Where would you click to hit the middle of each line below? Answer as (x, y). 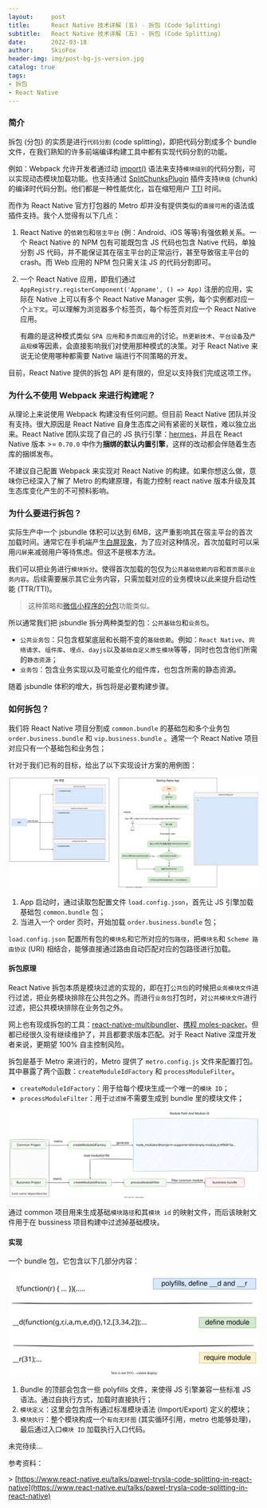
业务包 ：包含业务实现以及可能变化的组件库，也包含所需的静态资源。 (130, 670)
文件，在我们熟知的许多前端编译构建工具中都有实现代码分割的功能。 (120, 151)
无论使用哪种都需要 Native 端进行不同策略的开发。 (109, 355)
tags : (17, 76)
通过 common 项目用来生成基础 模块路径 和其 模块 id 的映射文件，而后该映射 (129, 1212)
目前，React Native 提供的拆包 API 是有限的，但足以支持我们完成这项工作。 (132, 372)
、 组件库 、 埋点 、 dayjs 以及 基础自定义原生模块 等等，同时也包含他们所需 (147, 650)
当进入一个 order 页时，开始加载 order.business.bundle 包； (119, 922)
